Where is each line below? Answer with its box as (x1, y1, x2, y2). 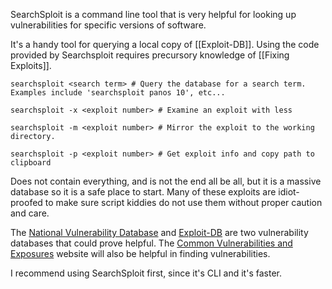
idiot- (278, 186, 300, 198)
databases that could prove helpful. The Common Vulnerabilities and (10, 237, 293, 249)
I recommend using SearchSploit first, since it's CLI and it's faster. (10, 267, 282, 279)
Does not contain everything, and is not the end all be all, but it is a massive (10, 175, 322, 187)
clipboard (10, 158, 52, 168)
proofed (10, 197, 43, 208)
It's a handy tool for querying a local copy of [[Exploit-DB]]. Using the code (10, 39, 320, 50)
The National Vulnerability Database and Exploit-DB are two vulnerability (10, 227, 309, 238)
